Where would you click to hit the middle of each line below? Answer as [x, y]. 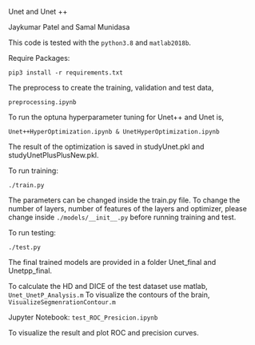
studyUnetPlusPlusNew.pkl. [54, 155]
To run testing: [32, 233]
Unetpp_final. [30, 271]
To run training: [33, 170]
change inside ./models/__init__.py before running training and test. [122, 217]
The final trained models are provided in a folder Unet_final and [112, 262]
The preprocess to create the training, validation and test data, [111, 88]
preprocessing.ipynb [43, 102]
